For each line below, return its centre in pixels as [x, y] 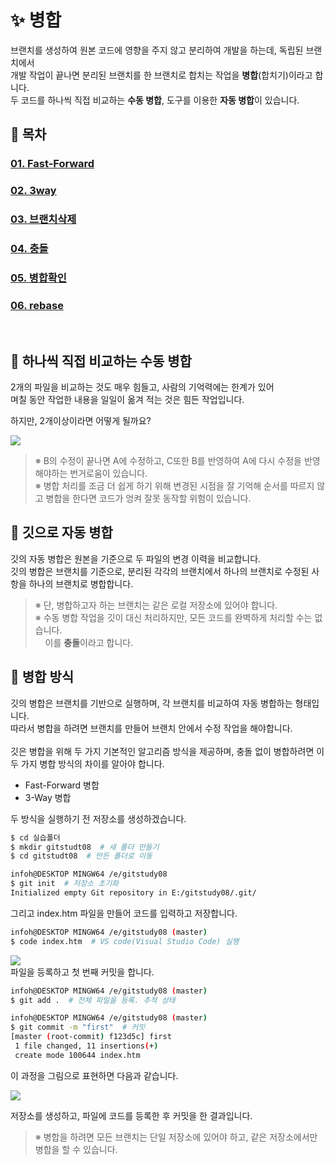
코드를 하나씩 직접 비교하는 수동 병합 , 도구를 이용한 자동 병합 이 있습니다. [160, 100]
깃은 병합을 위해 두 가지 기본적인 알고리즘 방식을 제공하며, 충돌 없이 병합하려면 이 [167, 751]
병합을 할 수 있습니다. [76, 1149]
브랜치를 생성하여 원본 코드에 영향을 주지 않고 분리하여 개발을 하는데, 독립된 [157, 50]
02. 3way [33, 191]
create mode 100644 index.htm [77, 1055]
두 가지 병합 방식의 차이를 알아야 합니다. [87, 763]
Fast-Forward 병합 [62, 785]
